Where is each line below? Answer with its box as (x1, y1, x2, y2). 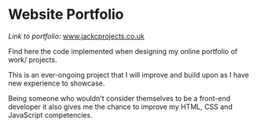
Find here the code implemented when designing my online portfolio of (8, 46, 238, 56)
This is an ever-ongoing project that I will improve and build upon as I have (8, 70, 249, 79)
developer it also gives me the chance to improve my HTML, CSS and (8, 102, 233, 111)
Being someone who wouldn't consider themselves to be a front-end (8, 93, 231, 103)
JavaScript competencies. (8, 110, 93, 119)
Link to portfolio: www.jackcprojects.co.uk (8, 31, 145, 41)
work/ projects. (8, 55, 57, 64)
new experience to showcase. (8, 78, 105, 88)
